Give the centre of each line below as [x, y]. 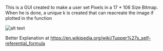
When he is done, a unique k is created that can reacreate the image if [79, 13]
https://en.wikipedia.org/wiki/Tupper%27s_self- [101, 38]
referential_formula [25, 43]
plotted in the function [29, 18]
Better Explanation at [27, 38]
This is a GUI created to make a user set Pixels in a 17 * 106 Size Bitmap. [82, 7]
